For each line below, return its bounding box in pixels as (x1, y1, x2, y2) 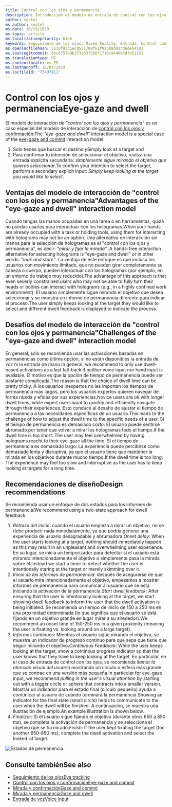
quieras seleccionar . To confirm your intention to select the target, (12, 163, 152, 169)
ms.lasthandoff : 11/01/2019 (5, 65, 66, 70)
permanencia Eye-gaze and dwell (5, 103, 149, 115)
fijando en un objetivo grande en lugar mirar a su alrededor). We (12, 615, 147, 621)
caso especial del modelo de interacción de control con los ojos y (5, 125, 144, 131)
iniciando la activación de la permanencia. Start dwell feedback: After (12, 588, 159, 594)
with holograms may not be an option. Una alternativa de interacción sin (5, 235, 158, 241)
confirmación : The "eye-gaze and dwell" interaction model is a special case (5, 131, 164, 137)
